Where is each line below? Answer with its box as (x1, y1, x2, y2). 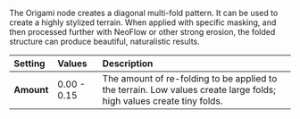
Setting (13, 57, 46, 70)
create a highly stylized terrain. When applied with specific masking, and (9, 17, 277, 28)
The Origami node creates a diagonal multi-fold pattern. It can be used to (9, 8, 279, 18)
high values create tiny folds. (102, 95, 223, 106)
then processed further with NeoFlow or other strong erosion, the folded (9, 27, 276, 37)
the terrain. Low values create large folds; (102, 84, 277, 96)
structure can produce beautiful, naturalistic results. (9, 36, 201, 47)
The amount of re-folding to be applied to (102, 72, 278, 84)
